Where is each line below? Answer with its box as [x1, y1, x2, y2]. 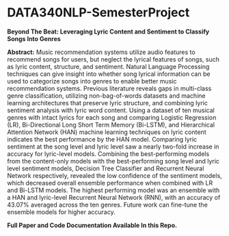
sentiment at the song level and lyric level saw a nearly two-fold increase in [7, 142, 219, 150]
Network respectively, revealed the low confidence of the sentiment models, [7, 171, 222, 179]
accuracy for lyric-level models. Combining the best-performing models [7, 149, 210, 158]
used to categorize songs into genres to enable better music [7, 77, 177, 85]
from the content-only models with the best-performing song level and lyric [7, 157, 220, 165]
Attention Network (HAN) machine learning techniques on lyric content [7, 128, 206, 136]
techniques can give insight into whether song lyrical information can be [7, 70, 211, 78]
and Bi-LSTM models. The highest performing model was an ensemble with [7, 186, 220, 194]
